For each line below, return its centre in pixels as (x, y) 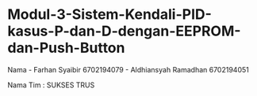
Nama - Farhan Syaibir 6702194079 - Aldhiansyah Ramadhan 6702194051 (128, 69)
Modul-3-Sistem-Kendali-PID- (109, 15)
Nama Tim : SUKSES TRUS (51, 85)
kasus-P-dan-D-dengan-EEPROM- (124, 31)
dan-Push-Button (66, 48)
